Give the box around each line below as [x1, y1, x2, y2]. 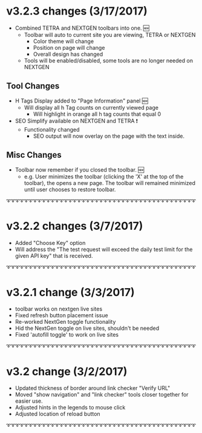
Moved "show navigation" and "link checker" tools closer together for [15, 391, 189, 398]
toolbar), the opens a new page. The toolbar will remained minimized [24, 179, 195, 186]
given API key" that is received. [15, 252, 93, 259]
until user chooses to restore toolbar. [24, 186, 116, 193]
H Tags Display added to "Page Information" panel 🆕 [15, 97, 148, 104]
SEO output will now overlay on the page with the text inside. [33, 132, 184, 139]
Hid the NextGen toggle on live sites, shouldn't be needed [15, 324, 159, 332]
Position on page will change [33, 44, 105, 51]
